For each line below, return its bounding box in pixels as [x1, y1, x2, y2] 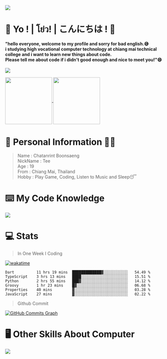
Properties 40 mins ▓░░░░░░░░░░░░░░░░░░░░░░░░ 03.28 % [5, 287, 151, 292]
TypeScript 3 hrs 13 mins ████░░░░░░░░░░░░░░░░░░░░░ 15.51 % [5, 274, 151, 279]
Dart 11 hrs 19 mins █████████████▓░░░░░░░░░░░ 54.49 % [5, 270, 151, 275]
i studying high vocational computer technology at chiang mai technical [5, 46, 157, 52]
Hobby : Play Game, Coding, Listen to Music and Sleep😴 [17, 174, 137, 180]
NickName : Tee [17, 158, 51, 164]
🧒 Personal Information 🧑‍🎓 [5, 136, 116, 147]
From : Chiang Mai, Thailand [17, 168, 76, 174]
